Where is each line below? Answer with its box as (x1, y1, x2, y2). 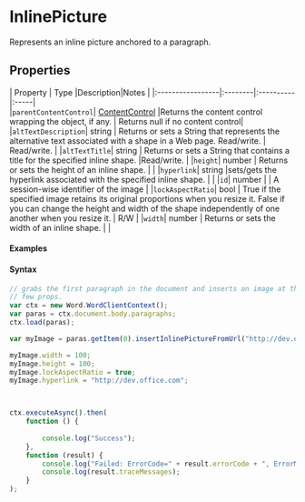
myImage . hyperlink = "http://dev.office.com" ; (9, 376, 189, 386)
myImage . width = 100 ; (9, 350, 92, 360)
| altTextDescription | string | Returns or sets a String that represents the (9, 125, 280, 136)
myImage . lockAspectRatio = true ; (9, 367, 136, 376)
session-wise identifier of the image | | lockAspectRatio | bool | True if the (9, 184, 281, 195)
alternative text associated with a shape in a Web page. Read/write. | (9, 135, 266, 146)
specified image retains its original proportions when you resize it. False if (9, 193, 285, 204)
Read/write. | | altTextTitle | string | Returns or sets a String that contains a (9, 145, 290, 156)
